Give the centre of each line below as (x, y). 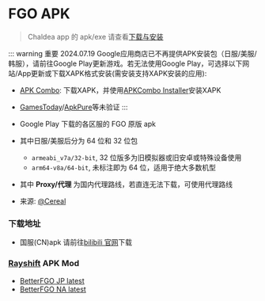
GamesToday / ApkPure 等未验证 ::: (74, 107)
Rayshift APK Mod (44, 264)
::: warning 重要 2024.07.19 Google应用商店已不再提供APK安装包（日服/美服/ (132, 53)
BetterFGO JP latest (52, 280)
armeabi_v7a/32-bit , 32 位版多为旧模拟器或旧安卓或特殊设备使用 (136, 157)
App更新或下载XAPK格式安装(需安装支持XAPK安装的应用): (112, 73)
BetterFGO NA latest (53, 289)
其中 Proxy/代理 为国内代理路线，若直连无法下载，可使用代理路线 (126, 184)
